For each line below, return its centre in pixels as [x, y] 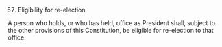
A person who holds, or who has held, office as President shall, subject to [111, 23]
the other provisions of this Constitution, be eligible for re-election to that [111, 30]
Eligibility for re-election [51, 10]
